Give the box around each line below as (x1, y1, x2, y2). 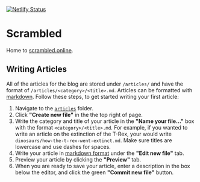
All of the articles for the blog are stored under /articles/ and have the (6, 80, 184, 87)
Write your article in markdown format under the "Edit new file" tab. (14, 149, 184, 157)
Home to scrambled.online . (6, 46, 73, 54)
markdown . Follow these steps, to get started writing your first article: (6, 93, 179, 100)
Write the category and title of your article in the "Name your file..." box (14, 118, 195, 125)
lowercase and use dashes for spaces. (14, 143, 111, 150)
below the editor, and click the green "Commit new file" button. (14, 169, 174, 176)
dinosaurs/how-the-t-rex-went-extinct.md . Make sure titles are (14, 136, 173, 144)
